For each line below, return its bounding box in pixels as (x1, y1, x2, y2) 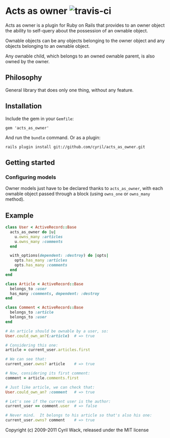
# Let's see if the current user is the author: (5, 398, 111, 404)
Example (5, 211, 34, 220)
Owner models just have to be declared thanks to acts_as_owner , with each (5, 185, 163, 192)
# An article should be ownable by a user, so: (5, 329, 109, 334)
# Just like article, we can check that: (5, 385, 95, 390)
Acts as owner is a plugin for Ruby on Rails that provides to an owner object (5, 22, 165, 28)
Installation (5, 102, 42, 110)
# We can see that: (5, 357, 47, 362)
